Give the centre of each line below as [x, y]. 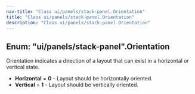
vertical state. [23, 67]
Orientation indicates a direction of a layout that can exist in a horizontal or [98, 61]
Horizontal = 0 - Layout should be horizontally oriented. [84, 79]
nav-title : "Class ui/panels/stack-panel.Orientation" [76, 12]
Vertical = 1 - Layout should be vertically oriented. [77, 85]
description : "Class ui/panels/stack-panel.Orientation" [78, 22]
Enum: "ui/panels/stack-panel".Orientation [88, 46]
